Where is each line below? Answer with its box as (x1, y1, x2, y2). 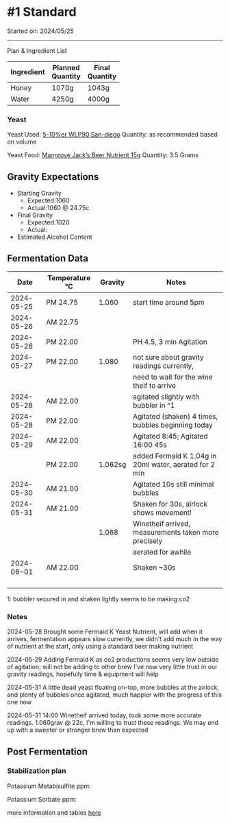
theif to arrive (132, 380, 177, 390)
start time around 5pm (132, 297, 205, 307)
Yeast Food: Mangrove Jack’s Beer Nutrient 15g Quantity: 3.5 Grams (7, 151, 199, 159)
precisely (132, 536, 163, 546)
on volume (7, 138, 37, 146)
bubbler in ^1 (132, 400, 175, 410)
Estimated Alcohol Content (16, 233, 92, 241)
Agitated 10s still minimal (132, 479, 214, 489)
